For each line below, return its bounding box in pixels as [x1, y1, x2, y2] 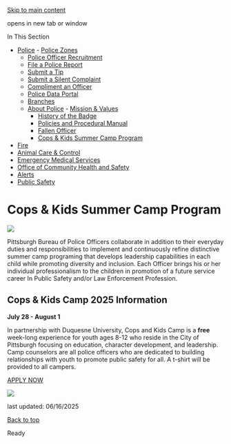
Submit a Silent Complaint [27, 75, 101, 83]
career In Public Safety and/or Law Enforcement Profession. [7, 274, 178, 282]
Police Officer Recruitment [27, 53, 103, 61]
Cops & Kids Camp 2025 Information [7, 294, 168, 306]
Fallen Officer [37, 127, 77, 134]
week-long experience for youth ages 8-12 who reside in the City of [7, 333, 199, 341]
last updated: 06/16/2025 [7, 402, 79, 410]
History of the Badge [37, 112, 97, 120]
